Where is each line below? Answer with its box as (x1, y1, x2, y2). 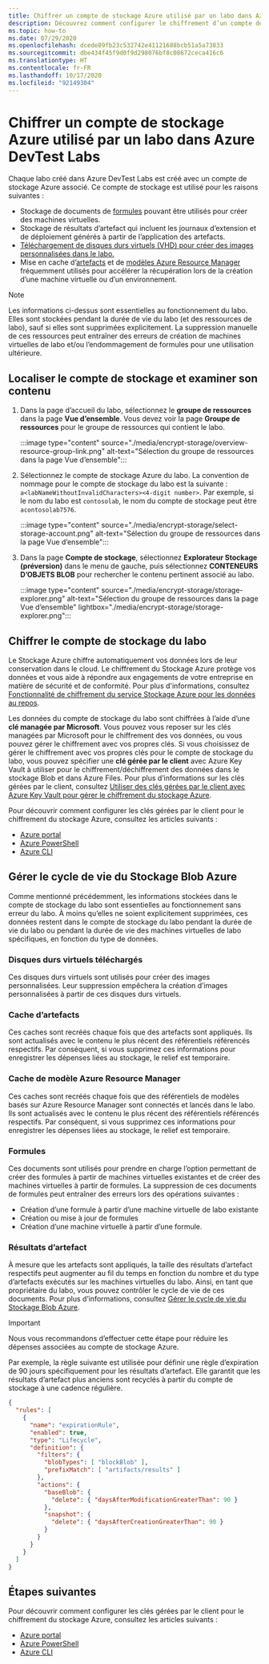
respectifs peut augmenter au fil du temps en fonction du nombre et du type (8, 1269, 259, 1278)
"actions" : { (37, 1480, 81, 1488)
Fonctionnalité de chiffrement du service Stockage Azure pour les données (8, 690, 256, 699)
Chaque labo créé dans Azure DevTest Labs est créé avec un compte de (8, 174, 247, 184)
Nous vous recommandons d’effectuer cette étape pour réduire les (8, 1334, 228, 1343)
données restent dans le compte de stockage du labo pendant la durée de (8, 917, 252, 926)
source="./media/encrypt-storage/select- (101, 520, 239, 530)
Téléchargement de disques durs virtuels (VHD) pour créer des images (19, 241, 254, 250)
